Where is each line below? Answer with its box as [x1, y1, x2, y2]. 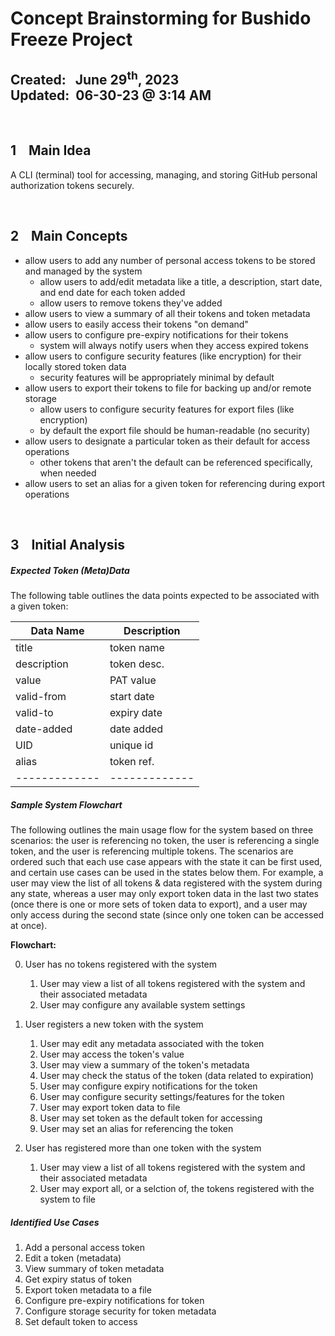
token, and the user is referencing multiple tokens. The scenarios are [10, 845, 294, 857]
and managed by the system [24, 265, 143, 277]
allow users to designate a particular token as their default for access [24, 435, 311, 447]
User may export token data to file [39, 1101, 181, 1113]
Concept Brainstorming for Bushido [10, 7, 312, 30]
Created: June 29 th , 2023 [10, 68, 180, 88]
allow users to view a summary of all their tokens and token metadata [24, 307, 311, 319]
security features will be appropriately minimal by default [39, 371, 275, 383]
